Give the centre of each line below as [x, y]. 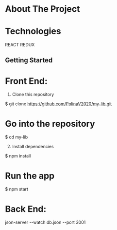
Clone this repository [33, 95]
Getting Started [29, 60]
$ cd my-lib [17, 137]
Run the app [30, 176]
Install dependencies [33, 147]
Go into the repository [50, 124]
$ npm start [17, 189]
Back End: [26, 209]
